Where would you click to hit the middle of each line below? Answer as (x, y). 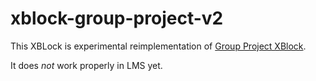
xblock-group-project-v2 (117, 18)
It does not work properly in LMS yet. (86, 65)
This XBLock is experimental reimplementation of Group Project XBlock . (158, 46)
